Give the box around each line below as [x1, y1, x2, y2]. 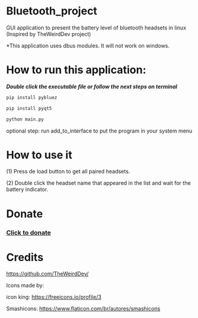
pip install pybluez [6, 94, 58, 100]
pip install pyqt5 [6, 105, 52, 112]
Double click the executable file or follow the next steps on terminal [6, 83, 178, 90]
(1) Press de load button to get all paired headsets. [6, 168, 130, 175]
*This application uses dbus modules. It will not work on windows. [6, 42, 170, 49]
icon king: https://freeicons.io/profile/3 [6, 293, 102, 301]
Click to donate [6, 228, 51, 236]
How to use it [6, 148, 73, 161]
